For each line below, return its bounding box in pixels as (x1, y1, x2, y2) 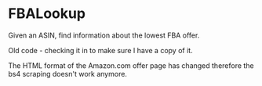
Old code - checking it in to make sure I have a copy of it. (8, 45, 194, 55)
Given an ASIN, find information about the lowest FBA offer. (8, 30, 200, 40)
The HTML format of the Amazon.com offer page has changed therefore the (8, 60, 254, 70)
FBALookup (8, 5, 86, 23)
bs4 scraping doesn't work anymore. (8, 69, 128, 78)
